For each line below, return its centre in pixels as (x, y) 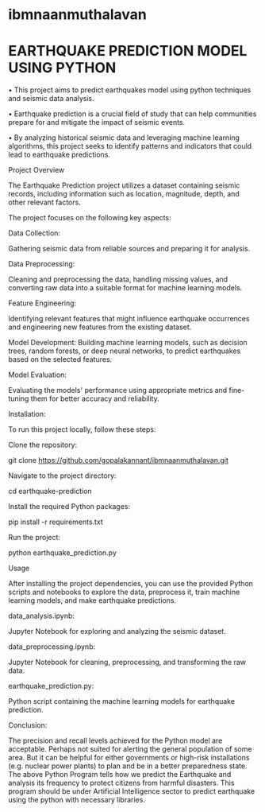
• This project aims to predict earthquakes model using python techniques (130, 90)
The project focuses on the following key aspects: (90, 218)
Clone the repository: (43, 445)
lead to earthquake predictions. (60, 155)
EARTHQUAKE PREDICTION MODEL (128, 51)
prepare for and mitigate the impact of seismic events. (97, 122)
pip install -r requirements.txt (56, 522)
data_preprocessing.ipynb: (52, 647)
